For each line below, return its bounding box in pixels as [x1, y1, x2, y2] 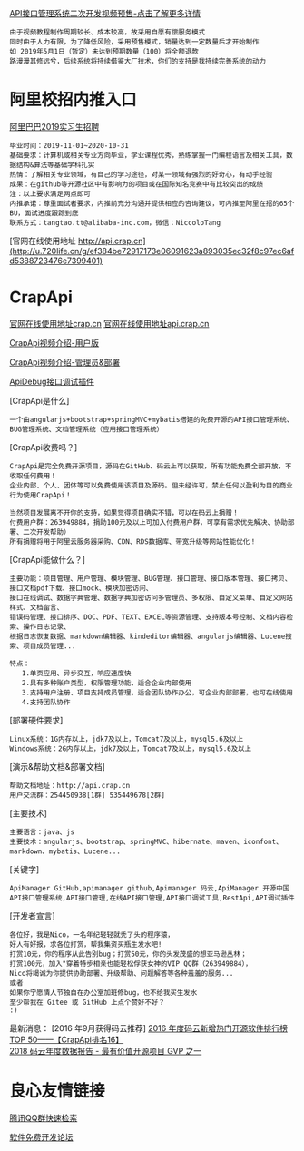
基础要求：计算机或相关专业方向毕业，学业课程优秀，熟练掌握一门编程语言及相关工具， [9, 151, 287, 160]
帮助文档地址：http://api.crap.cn [9, 781, 131, 790]
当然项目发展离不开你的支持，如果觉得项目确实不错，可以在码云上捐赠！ [9, 507, 240, 517]
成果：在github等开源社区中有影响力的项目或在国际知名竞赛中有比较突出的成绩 [9, 180, 264, 189]
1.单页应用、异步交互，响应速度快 [21, 668, 132, 678]
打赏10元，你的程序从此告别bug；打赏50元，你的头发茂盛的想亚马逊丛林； [9, 949, 248, 959]
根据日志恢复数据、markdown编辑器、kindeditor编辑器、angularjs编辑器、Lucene [9, 632, 286, 641]
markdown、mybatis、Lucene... [9, 847, 121, 856]
